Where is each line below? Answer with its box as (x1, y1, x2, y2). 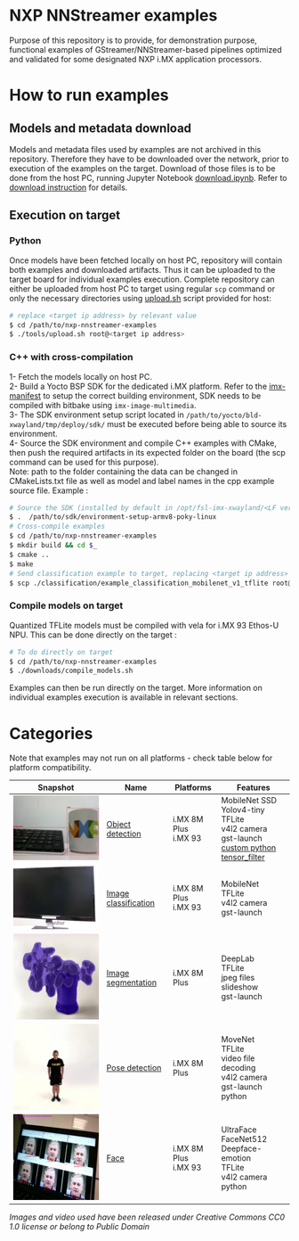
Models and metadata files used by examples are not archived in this (9, 144, 262, 154)
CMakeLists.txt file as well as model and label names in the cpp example (9, 475, 275, 486)
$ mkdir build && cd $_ (9, 541, 98, 550)
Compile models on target (9, 599, 124, 612)
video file (221, 1053, 255, 1064)
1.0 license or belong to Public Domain (9, 1220, 149, 1231)
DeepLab (221, 953, 255, 964)
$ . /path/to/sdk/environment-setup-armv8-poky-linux (9, 513, 217, 522)
